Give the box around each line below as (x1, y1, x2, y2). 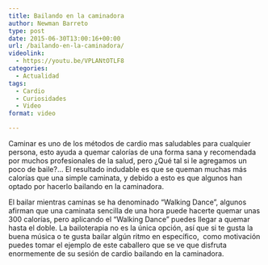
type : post (8, 27, 45, 35)
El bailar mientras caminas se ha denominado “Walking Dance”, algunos (8, 197, 247, 207)
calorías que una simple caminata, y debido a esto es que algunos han (8, 173, 242, 183)
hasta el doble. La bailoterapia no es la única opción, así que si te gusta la (8, 223, 253, 233)
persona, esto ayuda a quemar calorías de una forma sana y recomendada (8, 147, 257, 157)
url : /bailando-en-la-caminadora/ (8, 42, 125, 50)
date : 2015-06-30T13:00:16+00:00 (8, 34, 121, 43)
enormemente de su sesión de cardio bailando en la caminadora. (8, 249, 224, 259)
